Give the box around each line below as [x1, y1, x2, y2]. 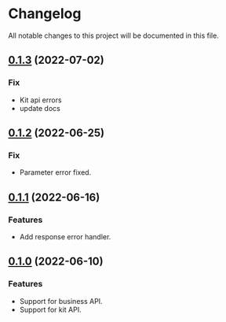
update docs [19, 103, 60, 113]
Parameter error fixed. [19, 168, 92, 177]
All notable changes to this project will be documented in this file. [8, 31, 220, 40]
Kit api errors [19, 95, 62, 105]
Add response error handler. [19, 232, 111, 241]
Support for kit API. [19, 305, 82, 314]
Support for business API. [19, 296, 104, 305]
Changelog [8, 5, 82, 23]
